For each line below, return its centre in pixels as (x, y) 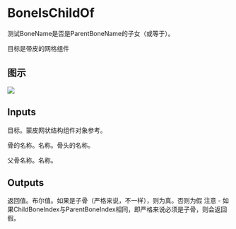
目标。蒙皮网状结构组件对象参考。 (57, 130)
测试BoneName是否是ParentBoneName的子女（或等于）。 (91, 33)
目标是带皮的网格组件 (38, 48)
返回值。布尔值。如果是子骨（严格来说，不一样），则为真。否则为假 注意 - (114, 201)
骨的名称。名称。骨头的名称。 (51, 145)
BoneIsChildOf (51, 13)
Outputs (26, 183)
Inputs (22, 112)
